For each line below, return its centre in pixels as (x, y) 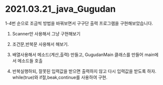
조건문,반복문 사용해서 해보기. (41, 44)
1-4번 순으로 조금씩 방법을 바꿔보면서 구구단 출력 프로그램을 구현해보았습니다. (79, 23)
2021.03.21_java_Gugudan (60, 9)
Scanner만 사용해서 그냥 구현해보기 (46, 33)
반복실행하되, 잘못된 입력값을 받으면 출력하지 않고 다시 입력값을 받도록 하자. (84, 71)
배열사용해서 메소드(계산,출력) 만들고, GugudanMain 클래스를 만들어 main (83, 55)
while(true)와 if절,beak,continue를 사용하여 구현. (60, 77)
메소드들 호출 (30, 60)
